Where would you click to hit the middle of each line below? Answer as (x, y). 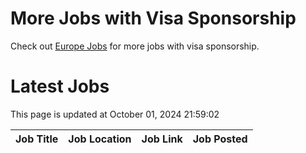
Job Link (162, 139)
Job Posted (220, 139)
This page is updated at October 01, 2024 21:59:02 (115, 114)
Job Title (37, 139)
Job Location (100, 139)
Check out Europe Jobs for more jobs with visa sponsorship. (135, 46)
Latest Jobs (60, 86)
